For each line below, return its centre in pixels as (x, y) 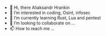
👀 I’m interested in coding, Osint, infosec (50, 13)
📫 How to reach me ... (32, 28)
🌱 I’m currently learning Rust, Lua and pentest (55, 18)
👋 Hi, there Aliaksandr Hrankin (40, 8)
